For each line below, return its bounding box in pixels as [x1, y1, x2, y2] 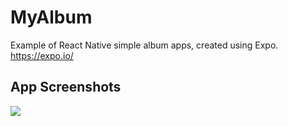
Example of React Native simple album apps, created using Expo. [10, 39, 279, 51]
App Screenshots [10, 79, 122, 96]
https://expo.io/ [10, 49, 74, 61]
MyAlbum [10, 6, 93, 29]
